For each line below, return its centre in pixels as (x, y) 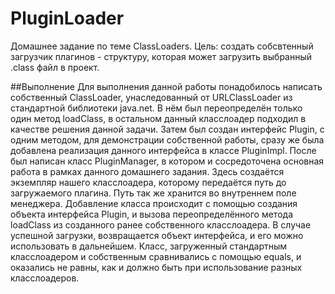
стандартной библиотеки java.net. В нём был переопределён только (156, 108)
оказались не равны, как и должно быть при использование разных (156, 267)
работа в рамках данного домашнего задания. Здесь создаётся (147, 171)
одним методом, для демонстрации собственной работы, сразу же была (167, 139)
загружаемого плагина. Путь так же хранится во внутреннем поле (153, 193)
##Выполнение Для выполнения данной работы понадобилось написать (166, 86)
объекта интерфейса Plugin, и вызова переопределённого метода (151, 214)
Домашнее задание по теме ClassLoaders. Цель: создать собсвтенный (162, 46)
